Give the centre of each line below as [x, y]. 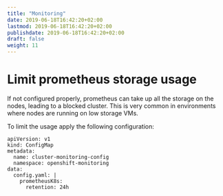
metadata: [21, 151]
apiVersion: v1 [29, 139]
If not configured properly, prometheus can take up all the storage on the [111, 98]
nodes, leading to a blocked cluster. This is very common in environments [111, 106]
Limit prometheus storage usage [102, 79]
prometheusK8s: [41, 181]
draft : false [26, 39]
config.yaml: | [35, 175]
